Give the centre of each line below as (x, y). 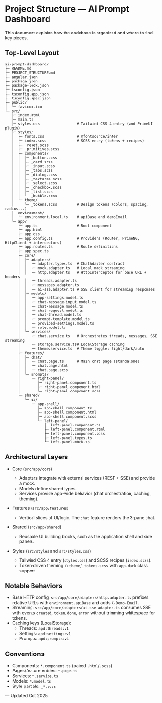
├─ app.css (29, 234)
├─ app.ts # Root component (65, 226)
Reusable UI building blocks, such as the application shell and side (86, 536)
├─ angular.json (21, 77)
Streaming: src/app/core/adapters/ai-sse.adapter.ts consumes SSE (81, 608)
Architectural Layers (37, 457)
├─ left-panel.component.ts (72, 425)
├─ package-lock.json (27, 85)
